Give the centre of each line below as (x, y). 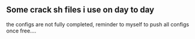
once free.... (21, 31)
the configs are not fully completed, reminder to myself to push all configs (98, 24)
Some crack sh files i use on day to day (80, 10)
